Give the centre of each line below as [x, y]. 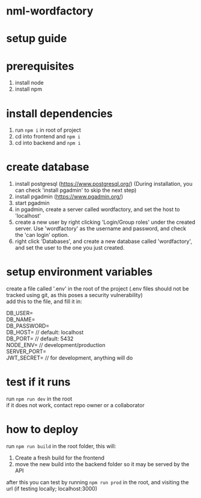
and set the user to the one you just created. [70, 248]
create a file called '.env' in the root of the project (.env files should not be [97, 289]
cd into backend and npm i [48, 143]
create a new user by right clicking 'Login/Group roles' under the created [105, 222]
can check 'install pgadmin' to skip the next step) [76, 190]
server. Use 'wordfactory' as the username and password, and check [100, 229]
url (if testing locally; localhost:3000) [52, 489]
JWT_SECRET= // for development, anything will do [70, 358]
